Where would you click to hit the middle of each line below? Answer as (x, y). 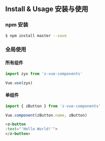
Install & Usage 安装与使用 (47, 9)
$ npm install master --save (36, 36)
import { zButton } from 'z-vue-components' (53, 106)
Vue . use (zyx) (19, 83)
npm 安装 (17, 25)
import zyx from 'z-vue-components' (44, 74)
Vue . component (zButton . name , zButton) (46, 115)
